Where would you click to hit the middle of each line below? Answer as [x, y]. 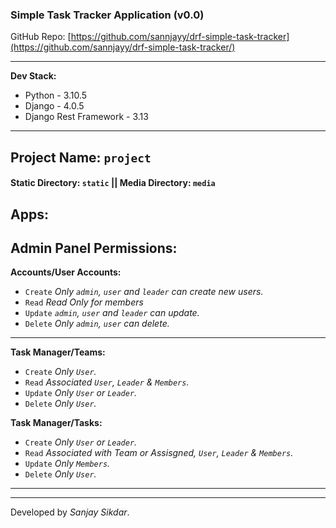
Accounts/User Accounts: [66, 272]
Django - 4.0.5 [54, 106]
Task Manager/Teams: [58, 352]
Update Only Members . [67, 464]
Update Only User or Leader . [81, 393]
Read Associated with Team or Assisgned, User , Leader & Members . [159, 453]
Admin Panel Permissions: [94, 248]
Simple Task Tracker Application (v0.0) [107, 15]
